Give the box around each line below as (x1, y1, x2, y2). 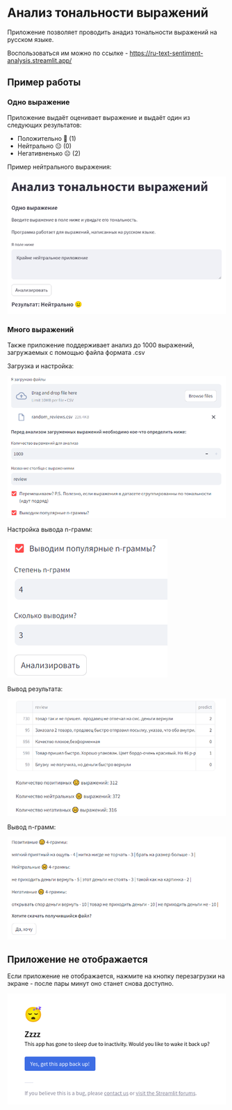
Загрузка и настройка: (7, 361, 74, 370)
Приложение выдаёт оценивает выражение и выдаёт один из (7, 113, 190, 121)
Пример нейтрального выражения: (7, 162, 112, 171)
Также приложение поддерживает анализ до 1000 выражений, (7, 340, 194, 349)
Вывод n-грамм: (7, 823, 56, 831)
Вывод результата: (7, 685, 63, 693)
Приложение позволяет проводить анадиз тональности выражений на (7, 28, 217, 36)
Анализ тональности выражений (7, 5, 208, 21)
